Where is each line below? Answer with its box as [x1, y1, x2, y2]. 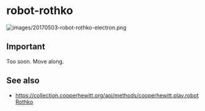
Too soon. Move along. [6, 57, 64, 65]
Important [6, 41, 45, 52]
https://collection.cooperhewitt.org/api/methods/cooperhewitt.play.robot [15, 91, 199, 99]
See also [6, 76, 40, 86]
